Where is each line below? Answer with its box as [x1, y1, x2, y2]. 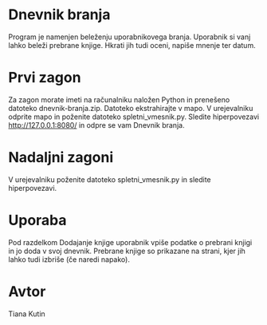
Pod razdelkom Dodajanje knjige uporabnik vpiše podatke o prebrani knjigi [8, 237, 253, 247]
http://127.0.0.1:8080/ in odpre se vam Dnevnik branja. [8, 120, 185, 129]
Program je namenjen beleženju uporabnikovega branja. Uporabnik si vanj [8, 32, 251, 42]
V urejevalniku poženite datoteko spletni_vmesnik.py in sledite [8, 174, 211, 184]
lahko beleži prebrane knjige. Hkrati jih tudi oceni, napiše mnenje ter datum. [8, 40, 257, 50]
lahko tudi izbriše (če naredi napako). [8, 254, 130, 264]
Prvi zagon [8, 69, 81, 87]
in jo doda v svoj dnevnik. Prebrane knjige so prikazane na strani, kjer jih [8, 246, 245, 256]
